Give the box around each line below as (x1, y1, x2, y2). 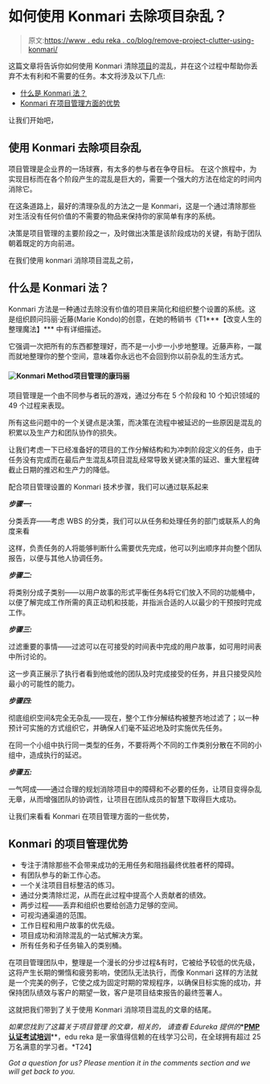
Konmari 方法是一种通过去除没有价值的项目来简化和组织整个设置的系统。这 (8, 304, 256, 313)
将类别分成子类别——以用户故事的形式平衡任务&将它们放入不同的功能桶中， (8, 587, 260, 597)
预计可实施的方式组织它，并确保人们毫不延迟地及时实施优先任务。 (8, 722, 227, 732)
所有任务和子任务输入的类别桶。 (19, 940, 126, 950)
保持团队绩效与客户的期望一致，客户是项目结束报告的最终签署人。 (8, 988, 227, 997)
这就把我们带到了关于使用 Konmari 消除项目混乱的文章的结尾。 (8, 1004, 216, 1014)
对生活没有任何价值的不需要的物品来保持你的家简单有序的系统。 (8, 211, 219, 221)
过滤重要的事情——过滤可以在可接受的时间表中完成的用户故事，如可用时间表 (8, 641, 262, 651)
